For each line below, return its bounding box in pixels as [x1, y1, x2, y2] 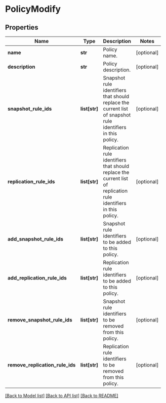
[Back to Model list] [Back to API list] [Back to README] [5, 393, 119, 399]
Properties [5, 23, 39, 32]
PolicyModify [5, 3, 61, 15]
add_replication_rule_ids [7, 275, 67, 281]
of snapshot [103, 112, 131, 118]
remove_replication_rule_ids [7, 362, 76, 368]
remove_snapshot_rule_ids [7, 317, 73, 323]
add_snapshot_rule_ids [7, 236, 64, 242]
